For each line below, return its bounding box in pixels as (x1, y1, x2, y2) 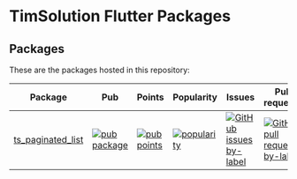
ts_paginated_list (13, 134, 84, 145)
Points (136, 91, 164, 103)
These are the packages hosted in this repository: (9, 64, 190, 75)
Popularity (171, 91, 218, 103)
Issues (226, 91, 255, 103)
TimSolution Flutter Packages (9, 6, 232, 26)
